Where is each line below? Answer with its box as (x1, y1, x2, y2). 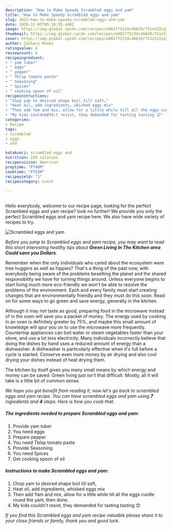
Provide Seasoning (12, 445, 53, 451)
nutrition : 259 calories (5, 155, 58, 160)
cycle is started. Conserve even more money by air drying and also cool (5, 352, 157, 358)
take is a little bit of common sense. (5, 378, 80, 384)
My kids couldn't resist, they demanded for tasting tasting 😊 (12, 502, 141, 508)
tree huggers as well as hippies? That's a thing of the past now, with (5, 265, 149, 272)
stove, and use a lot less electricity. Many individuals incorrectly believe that (5, 335, 166, 341)
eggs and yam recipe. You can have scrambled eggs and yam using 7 (5, 393, 154, 399)
